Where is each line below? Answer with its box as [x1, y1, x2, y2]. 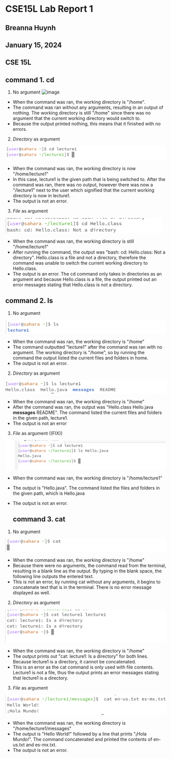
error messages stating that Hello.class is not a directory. [12, 282, 133, 288]
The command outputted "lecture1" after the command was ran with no [12, 344, 162, 350]
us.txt [12, 742, 25, 748]
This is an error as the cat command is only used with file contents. [12, 664, 154, 670]
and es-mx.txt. [26, 742, 57, 748]
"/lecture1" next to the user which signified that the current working [12, 187, 155, 193]
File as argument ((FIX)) [12, 430, 63, 437]
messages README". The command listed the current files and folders [12, 409, 162, 416]
